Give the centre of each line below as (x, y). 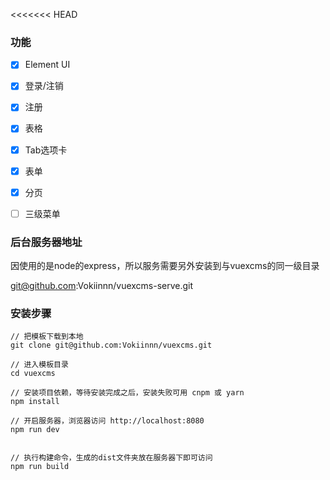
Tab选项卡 (46, 150)
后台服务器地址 (46, 242)
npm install (35, 402)
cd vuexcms (33, 374)
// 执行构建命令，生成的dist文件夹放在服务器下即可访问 (111, 458)
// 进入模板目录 (39, 365)
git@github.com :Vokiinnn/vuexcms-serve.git (102, 286)
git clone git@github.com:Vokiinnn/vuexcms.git (111, 345)
